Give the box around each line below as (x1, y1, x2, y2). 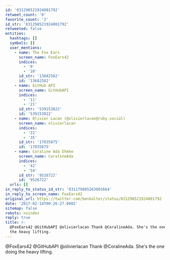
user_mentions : (10, 45, 42, 50)
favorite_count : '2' (5, 17, 49, 22)
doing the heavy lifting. (5, 248, 53, 254)
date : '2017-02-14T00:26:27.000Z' (5, 201, 78, 206)
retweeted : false (5, 26, 42, 31)
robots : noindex (5, 210, 39, 216)
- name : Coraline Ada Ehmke (14, 149, 73, 154)
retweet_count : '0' (5, 12, 47, 17)
